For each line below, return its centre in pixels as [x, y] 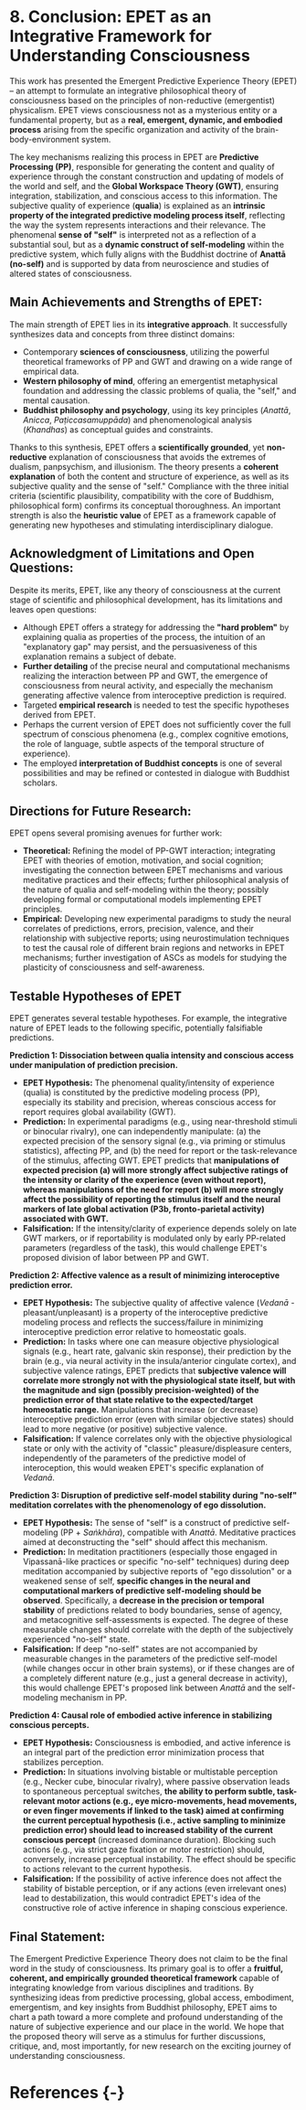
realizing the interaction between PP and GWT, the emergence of [145, 676]
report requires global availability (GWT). [99, 1112]
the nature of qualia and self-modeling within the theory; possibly [146, 890]
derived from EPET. [59, 714]
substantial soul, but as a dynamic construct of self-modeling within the [147, 244]
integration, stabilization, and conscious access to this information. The [144, 196]
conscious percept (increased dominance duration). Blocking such [149, 1840]
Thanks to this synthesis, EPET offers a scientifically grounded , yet [137, 447]
